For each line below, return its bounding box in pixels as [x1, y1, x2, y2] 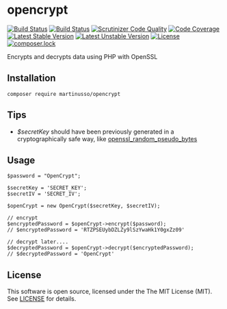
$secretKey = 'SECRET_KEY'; [7, 184, 88, 192]
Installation [7, 73, 56, 84]
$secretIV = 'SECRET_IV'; [7, 190, 81, 197]
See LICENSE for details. [7, 295, 77, 303]
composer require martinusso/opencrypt [7, 90, 121, 97]
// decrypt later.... [7, 238, 69, 245]
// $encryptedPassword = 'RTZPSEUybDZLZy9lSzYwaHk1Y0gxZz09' [7, 227, 185, 234]
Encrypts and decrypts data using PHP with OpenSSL [7, 52, 158, 60]
